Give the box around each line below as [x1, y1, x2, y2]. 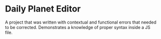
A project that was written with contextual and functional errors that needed [5, 19, 157, 25]
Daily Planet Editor [5, 3, 81, 14]
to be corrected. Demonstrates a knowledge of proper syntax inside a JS [5, 24, 151, 30]
